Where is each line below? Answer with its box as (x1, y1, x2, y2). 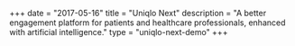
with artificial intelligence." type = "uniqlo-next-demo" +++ (9, 27, 228, 37)
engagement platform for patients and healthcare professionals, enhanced (9, 17, 286, 28)
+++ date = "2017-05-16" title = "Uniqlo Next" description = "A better (9, 8, 267, 18)
